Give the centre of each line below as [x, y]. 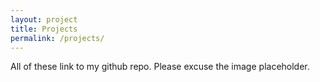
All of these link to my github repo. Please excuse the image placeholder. [160, 67]
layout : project [44, 19]
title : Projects [44, 29]
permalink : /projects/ [57, 38]
